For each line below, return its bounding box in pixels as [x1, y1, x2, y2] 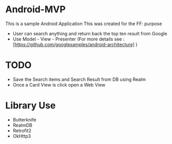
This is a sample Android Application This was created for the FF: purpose [5, 20, 162, 27]
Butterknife [12, 116, 37, 122]
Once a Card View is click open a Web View [12, 81, 106, 88]
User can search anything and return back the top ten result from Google [12, 30, 167, 36]
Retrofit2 [12, 127, 32, 134]
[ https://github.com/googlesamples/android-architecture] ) [12, 41, 138, 47]
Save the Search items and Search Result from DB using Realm [12, 76, 146, 83]
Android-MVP [5, 4, 66, 15]
